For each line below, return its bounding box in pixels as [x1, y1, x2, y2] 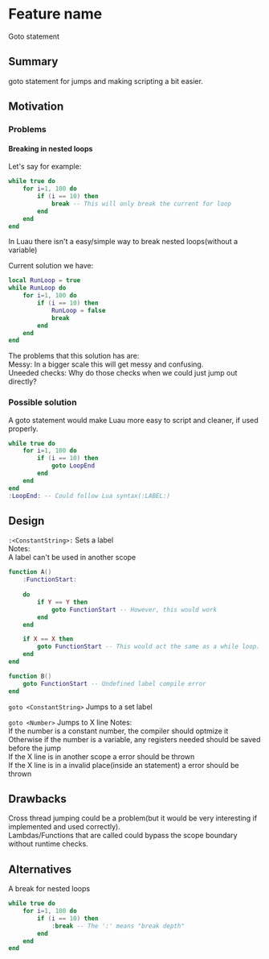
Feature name [8, 5, 103, 23]
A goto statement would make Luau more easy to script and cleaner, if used [8, 415, 259, 425]
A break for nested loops [8, 884, 91, 894]
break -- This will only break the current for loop [51, 199, 231, 208]
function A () [8, 568, 52, 576]
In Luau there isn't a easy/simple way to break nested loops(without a [8, 237, 238, 247]
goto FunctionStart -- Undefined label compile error [22, 679, 206, 687]
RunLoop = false [51, 306, 106, 314]
